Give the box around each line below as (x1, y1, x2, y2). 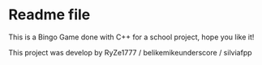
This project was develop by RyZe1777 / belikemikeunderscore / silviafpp (8, 47, 253, 57)
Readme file (8, 6, 91, 24)
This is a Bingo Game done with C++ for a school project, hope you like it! (8, 32, 255, 42)
